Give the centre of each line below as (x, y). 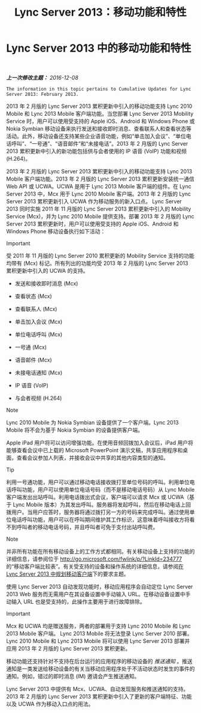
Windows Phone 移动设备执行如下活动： (56, 231)
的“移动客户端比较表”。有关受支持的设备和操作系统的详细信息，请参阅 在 (95, 566)
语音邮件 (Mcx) (33, 360)
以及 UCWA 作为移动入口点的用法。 (50, 704)
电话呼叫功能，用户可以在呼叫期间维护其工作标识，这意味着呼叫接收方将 (100, 519)
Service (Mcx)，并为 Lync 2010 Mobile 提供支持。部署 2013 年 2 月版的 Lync (100, 216)
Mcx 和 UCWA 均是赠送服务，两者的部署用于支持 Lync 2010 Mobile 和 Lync (99, 626)
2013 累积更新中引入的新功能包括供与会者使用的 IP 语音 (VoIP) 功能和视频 (97, 151)
